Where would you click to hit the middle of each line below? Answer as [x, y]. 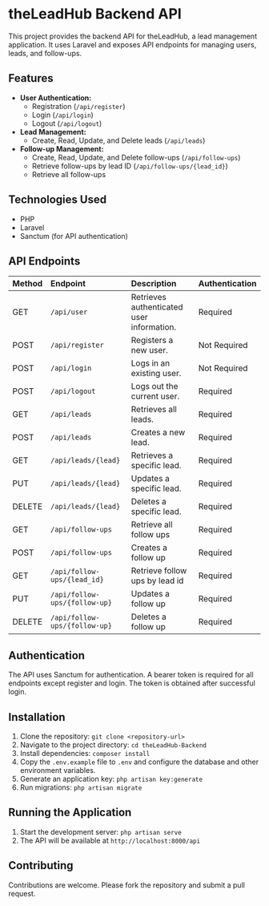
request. [22, 893]
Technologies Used [57, 200]
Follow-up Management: [62, 148]
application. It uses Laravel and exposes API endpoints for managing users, [132, 44]
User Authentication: [56, 98]
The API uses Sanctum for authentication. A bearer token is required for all [131, 675]
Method [28, 284]
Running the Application [70, 813]
